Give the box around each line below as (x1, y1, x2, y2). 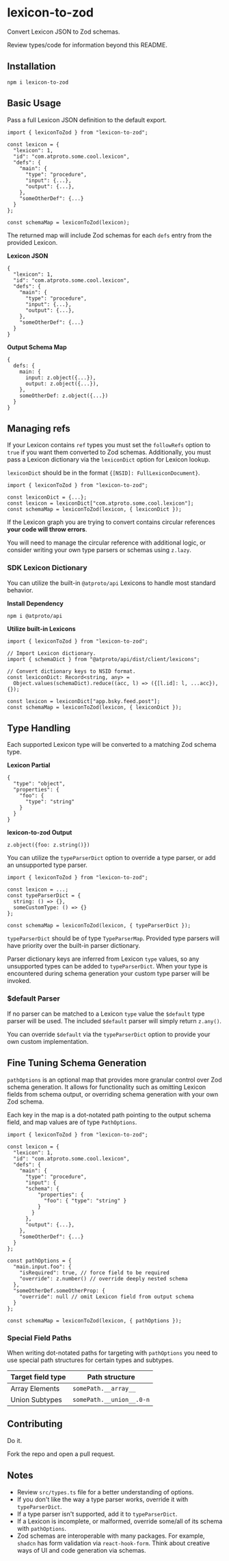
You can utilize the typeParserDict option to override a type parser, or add (7, 854, 216, 862)
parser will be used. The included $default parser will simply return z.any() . (7, 1016, 222, 1025)
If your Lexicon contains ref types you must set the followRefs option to (7, 441, 211, 449)
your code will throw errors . (7, 525, 87, 534)
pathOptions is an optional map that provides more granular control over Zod (7, 1075, 222, 1084)
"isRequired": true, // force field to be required (19, 1269, 170, 1276)
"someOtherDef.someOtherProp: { (13, 1287, 106, 1294)
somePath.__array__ (72, 1384, 136, 1392)
